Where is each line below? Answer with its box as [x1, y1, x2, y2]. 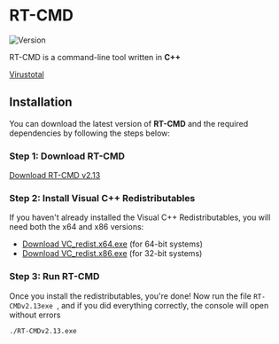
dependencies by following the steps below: [9, 128, 171, 138]
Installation [9, 95, 73, 110]
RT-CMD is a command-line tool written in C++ [9, 51, 182, 62]
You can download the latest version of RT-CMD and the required [9, 118, 249, 129]
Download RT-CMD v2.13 [9, 170, 101, 181]
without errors [9, 309, 61, 320]
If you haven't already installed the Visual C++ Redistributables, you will [9, 212, 271, 223]
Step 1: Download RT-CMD [9, 150, 126, 162]
